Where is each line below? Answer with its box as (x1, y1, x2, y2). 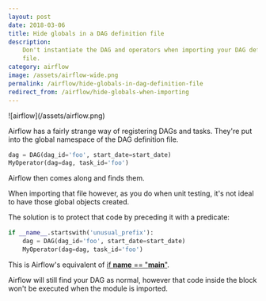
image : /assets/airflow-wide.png (8, 71, 119, 79)
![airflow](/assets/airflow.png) (8, 111, 105, 120)
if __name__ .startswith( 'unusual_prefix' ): (8, 229, 154, 237)
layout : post (8, 13, 51, 21)
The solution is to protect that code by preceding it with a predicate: (8, 212, 230, 222)
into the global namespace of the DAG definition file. (8, 135, 179, 144)
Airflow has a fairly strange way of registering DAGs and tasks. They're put (8, 126, 253, 135)
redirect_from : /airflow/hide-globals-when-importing (8, 88, 190, 96)
